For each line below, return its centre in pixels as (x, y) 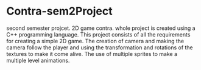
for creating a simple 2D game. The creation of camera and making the (95, 41)
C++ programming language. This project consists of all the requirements (98, 34)
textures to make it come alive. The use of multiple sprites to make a (92, 54)
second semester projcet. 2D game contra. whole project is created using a (101, 28)
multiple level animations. (38, 60)
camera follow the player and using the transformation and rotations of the (100, 47)
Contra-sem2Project (59, 11)
